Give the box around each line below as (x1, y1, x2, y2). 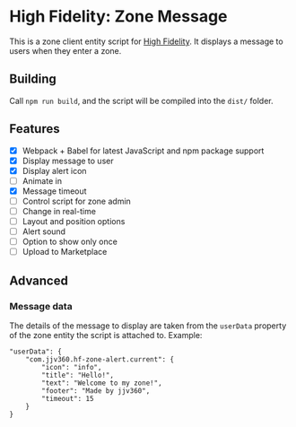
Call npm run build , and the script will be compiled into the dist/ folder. (9, 95, 274, 106)
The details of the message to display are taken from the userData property (9, 320, 287, 331)
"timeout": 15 (41, 394, 94, 403)
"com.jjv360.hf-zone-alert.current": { (25, 354, 175, 364)
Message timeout (22, 186, 87, 196)
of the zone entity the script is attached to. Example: (9, 329, 203, 340)
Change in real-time (22, 205, 97, 216)
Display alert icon (22, 165, 87, 176)
